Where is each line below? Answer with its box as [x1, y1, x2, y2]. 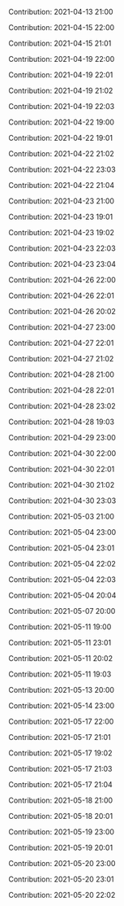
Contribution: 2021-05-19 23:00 [8, 827, 115, 837]
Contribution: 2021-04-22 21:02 [8, 149, 115, 158]
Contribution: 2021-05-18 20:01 [8, 812, 113, 821]
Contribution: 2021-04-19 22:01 [8, 70, 113, 80]
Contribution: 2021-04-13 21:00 [8, 7, 113, 16]
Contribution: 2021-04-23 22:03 [8, 243, 116, 253]
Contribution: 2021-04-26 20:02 [8, 307, 116, 316]
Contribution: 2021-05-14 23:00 [8, 701, 115, 711]
